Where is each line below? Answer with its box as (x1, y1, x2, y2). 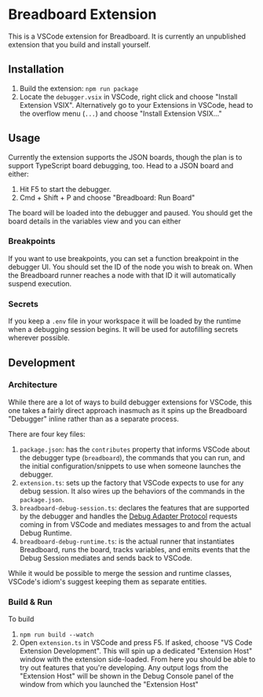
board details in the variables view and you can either (8, 216, 181, 226)
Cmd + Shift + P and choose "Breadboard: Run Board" (19, 193, 195, 202)
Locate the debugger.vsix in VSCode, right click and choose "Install (19, 92, 238, 101)
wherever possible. (8, 333, 71, 343)
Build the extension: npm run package (19, 83, 139, 93)
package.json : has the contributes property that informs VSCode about (19, 444, 250, 454)
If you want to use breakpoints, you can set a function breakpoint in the (8, 253, 239, 263)
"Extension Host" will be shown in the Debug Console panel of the (19, 671, 234, 681)
